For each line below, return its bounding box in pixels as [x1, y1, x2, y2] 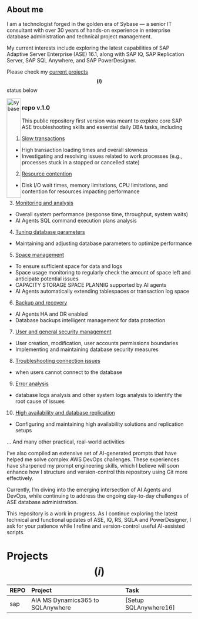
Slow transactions [22, 135, 65, 142]
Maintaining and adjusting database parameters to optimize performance [15, 240, 192, 247]
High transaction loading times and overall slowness [22, 146, 148, 153]
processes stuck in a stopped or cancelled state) [22, 158, 140, 165]
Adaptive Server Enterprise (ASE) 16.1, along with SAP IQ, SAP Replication [6, 50, 184, 58]
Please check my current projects [6, 68, 89, 75]
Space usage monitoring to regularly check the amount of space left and [15, 269, 191, 276]
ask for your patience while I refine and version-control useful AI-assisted [6, 522, 185, 529]
